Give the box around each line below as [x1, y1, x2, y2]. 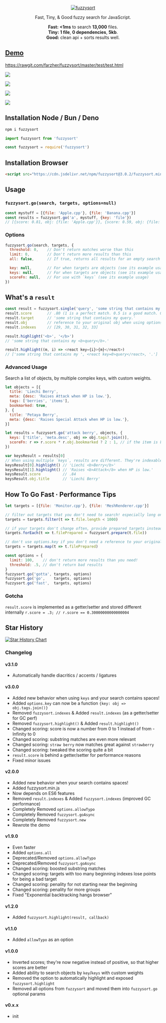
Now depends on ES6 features [12, 790, 75, 796]
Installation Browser [5, 158, 68, 167]
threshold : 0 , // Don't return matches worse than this [9, 247, 134, 252]
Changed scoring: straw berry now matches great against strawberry [12, 741, 154, 747]
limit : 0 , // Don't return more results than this [9, 252, 132, 257]
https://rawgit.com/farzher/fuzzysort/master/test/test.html [5, 62, 124, 68]
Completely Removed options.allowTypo [12, 806, 95, 812]
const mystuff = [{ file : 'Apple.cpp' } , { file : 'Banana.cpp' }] [5, 210, 136, 216]
